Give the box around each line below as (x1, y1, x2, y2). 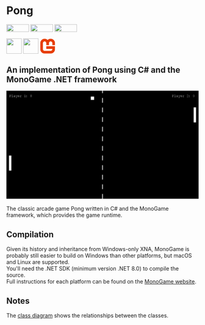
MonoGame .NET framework (6, 74, 117, 84)
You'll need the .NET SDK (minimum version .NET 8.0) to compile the (6, 265, 179, 272)
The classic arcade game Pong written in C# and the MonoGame (6, 205, 169, 213)
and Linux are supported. (6, 258, 70, 266)
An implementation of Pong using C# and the (6, 65, 181, 75)
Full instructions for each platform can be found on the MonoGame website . (6, 278, 197, 285)
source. (6, 271, 26, 279)
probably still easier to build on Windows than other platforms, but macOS (6, 252, 192, 260)
